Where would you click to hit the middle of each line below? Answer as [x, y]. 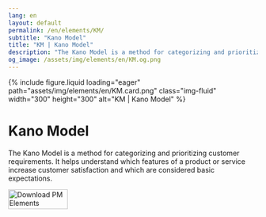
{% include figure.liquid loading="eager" [74, 82]
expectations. [30, 178]
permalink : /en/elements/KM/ [56, 30]
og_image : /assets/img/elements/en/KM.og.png [84, 60]
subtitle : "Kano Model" [47, 38]
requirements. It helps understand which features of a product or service [127, 161]
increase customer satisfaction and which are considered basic [112, 169]
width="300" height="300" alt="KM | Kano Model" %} [97, 99]
